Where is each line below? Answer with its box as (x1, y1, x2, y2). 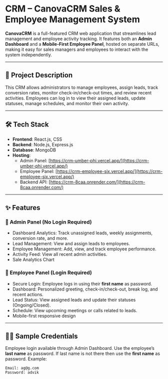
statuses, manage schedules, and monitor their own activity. (5, 100, 129, 106)
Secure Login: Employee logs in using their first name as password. (12, 280, 152, 287)
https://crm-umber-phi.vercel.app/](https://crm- (49, 157, 149, 163)
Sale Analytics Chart (12, 257, 55, 263)
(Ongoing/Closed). (12, 302, 51, 308)
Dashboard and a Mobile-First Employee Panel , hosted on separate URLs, (5, 41, 159, 47)
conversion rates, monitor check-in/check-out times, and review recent (5, 89, 152, 96)
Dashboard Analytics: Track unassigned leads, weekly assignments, (12, 230, 153, 236)
